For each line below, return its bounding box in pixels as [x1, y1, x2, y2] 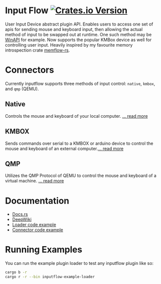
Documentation [5, 195, 70, 206]
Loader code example [12, 222, 56, 228]
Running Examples [5, 244, 82, 255]
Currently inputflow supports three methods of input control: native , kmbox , [5, 80, 155, 86]
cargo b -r [5, 270, 27, 275]
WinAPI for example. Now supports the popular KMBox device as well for [5, 37, 152, 43]
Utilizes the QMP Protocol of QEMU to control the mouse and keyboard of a [5, 173, 157, 179]
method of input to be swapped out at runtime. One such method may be [5, 31, 152, 37]
